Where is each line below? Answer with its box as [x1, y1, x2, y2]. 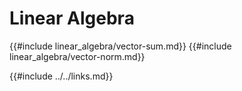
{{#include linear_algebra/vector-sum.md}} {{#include [9, 40, 232, 52]
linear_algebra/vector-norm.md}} [9, 50, 146, 62]
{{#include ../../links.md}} [9, 70, 114, 82]
